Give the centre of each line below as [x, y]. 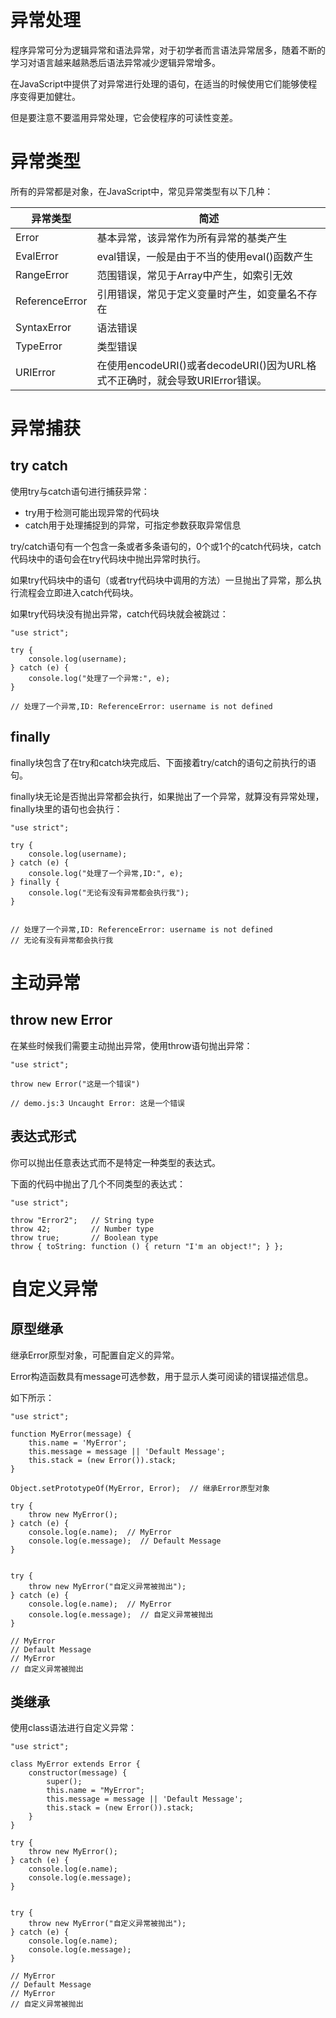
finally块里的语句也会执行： [66, 808]
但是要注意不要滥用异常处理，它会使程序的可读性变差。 [124, 117]
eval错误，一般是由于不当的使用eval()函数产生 [205, 256]
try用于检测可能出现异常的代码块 [92, 512]
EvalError [37, 256]
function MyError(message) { [71, 1434]
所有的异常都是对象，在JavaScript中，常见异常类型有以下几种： [142, 191]
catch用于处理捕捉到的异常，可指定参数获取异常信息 [133, 525]
